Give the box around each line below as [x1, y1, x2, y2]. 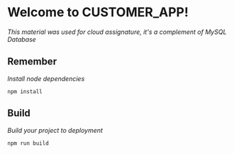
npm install [7, 88, 43, 95]
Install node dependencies [7, 74, 85, 83]
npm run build [7, 139, 50, 147]
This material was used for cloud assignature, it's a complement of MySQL [7, 28, 227, 36]
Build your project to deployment [7, 126, 103, 134]
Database [7, 35, 37, 43]
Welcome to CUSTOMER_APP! [7, 4, 189, 20]
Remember [7, 56, 57, 68]
